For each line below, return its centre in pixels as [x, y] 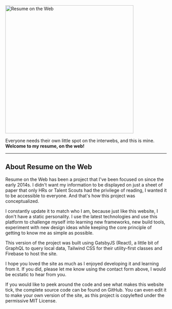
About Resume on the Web [49, 167]
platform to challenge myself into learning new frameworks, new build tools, [85, 222]
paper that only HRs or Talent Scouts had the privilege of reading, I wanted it [86, 190]
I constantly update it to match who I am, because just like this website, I [82, 211]
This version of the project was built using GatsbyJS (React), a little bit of [82, 242]
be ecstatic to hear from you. [36, 274]
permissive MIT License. [31, 301]
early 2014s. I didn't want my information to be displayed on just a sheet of [84, 184]
